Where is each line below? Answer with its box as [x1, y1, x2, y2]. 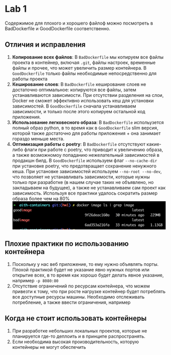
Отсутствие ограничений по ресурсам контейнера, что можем [12, 283, 150, 289]
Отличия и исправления [5, 40, 86, 49]
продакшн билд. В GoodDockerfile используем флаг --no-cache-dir [12, 157, 158, 163]
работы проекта [12, 75, 48, 82]
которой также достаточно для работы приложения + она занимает [12, 130, 161, 136]
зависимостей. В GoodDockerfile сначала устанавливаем [12, 103, 136, 109]
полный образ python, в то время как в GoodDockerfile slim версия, [12, 124, 159, 131]
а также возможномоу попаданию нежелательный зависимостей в [12, 152, 160, 158]
